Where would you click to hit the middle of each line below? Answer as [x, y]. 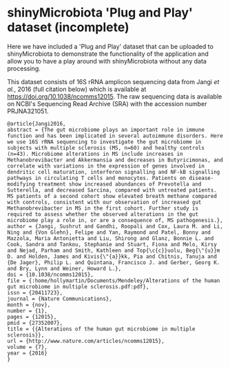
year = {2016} [28, 353]
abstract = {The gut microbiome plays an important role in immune [106, 130]
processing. [24, 68]
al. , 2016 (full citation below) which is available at [77, 89]
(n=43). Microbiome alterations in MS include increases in [95, 154]
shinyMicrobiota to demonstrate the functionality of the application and [108, 54]
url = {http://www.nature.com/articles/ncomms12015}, [86, 341]
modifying [21, 184]
